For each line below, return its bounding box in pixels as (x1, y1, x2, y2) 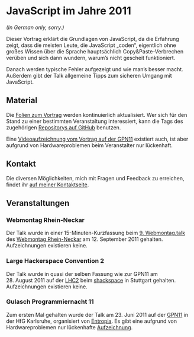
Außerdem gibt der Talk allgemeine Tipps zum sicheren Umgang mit (6, 72, 173, 79)
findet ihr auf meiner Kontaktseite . (6, 181, 89, 188)
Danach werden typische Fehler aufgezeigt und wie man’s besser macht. (6, 65, 183, 72)
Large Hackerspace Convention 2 (6, 257, 105, 265)
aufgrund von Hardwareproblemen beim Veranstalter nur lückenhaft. (6, 141, 173, 149)
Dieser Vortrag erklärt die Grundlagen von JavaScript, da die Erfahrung (6, 35, 179, 42)
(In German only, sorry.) (6, 24, 64, 31)
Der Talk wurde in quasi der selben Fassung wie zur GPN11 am (6, 270, 158, 277)
